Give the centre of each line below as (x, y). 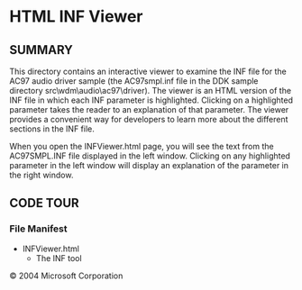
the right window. (41, 175)
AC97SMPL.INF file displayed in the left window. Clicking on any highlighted (150, 156)
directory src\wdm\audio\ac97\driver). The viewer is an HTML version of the (150, 91)
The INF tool (59, 258)
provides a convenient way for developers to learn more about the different (149, 119)
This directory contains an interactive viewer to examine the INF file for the (148, 71)
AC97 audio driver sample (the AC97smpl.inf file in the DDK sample (134, 81)
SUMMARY (41, 50)
